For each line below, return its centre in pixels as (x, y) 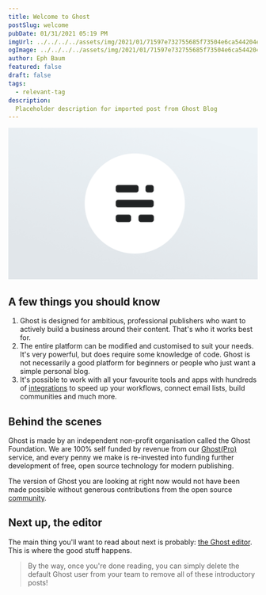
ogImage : (23, 50)
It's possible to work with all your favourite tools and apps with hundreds (138, 380)
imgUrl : (21, 42)
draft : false (30, 75)
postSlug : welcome (38, 25)
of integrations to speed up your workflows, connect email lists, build (132, 388)
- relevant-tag (40, 92)
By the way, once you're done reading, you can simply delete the (133, 566)
